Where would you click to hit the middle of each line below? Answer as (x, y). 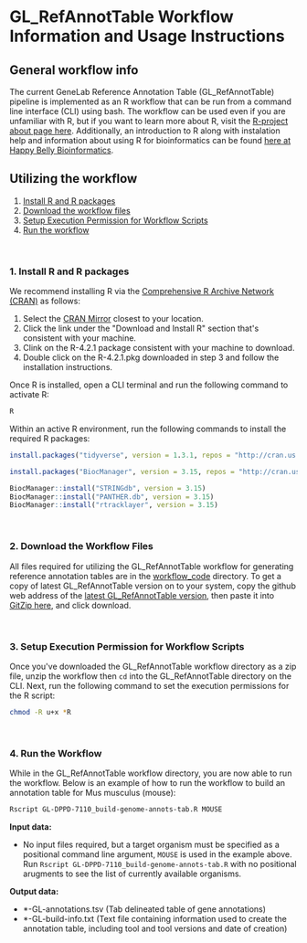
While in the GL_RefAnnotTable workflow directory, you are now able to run (151, 773)
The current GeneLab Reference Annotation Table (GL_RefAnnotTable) (142, 92)
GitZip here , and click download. (70, 605)
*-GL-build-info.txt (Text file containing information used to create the (155, 919)
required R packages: (50, 438)
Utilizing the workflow (74, 179)
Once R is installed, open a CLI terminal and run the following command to (149, 385)
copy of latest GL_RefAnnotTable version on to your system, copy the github (153, 586)
